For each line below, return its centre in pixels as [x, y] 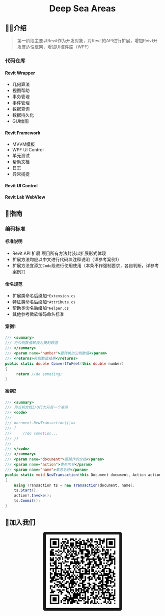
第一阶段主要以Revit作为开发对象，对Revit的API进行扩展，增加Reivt [85, 41]
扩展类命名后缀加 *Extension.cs [44, 296]
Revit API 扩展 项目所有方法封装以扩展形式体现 [59, 253]
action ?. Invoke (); [33, 496]
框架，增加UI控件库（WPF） [63, 47]
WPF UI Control [28, 150]
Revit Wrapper [20, 73]
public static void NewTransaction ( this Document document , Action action [83, 475]
